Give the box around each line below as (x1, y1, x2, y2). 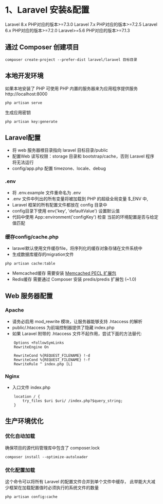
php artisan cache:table (5, 261, 55, 266)
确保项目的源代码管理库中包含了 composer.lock (5, 445, 100, 451)
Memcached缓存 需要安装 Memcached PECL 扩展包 (12, 270, 117, 276)
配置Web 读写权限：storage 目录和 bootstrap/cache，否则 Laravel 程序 (12, 154, 155, 159)
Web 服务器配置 (5, 292, 53, 300)
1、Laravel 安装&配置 (5, 4, 90, 16)
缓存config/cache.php (5, 233, 59, 240)
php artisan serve (5, 100, 42, 105)
